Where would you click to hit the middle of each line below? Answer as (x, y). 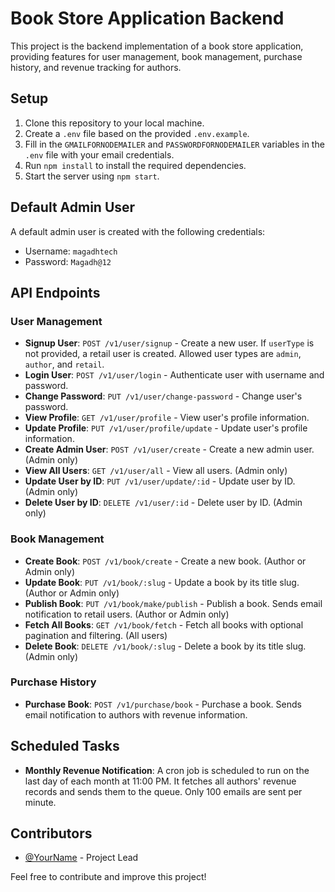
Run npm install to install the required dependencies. (135, 165)
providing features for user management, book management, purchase (156, 56)
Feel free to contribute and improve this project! (108, 877)
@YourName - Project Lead (81, 858)
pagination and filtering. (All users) (96, 635)
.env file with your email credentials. (99, 154)
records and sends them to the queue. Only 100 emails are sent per (163, 791)
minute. (40, 802)
